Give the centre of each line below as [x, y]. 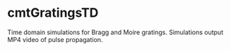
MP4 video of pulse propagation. [55, 39]
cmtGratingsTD [53, 13]
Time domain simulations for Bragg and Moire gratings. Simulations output [115, 32]
